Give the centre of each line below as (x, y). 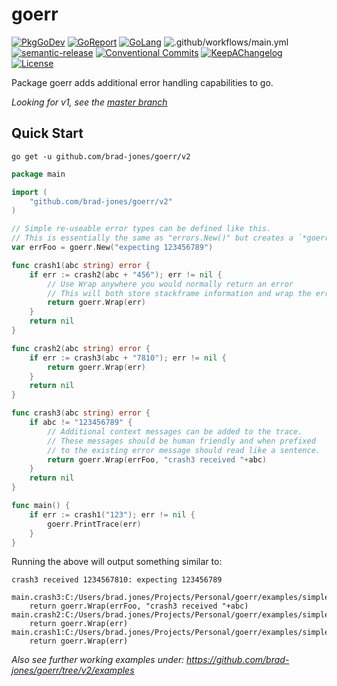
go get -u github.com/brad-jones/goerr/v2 (101, 156)
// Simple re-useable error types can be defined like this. (141, 229)
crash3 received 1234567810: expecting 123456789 (117, 580)
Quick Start (47, 133)
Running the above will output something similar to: (117, 562)
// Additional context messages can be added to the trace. (175, 431)
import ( (29, 192)
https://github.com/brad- (238, 660)
